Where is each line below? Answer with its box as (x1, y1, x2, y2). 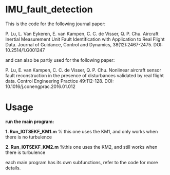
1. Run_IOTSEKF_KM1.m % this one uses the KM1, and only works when (5, 128, 158, 134)
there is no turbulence (5, 134, 52, 140)
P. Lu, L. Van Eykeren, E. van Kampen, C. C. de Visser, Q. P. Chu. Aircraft (5, 30, 159, 37)
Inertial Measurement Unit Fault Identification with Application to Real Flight (5, 36, 165, 42)
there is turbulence (5, 149, 46, 155)
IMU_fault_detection (5, 4, 93, 15)
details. (5, 165, 21, 171)
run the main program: (5, 118, 54, 125)
